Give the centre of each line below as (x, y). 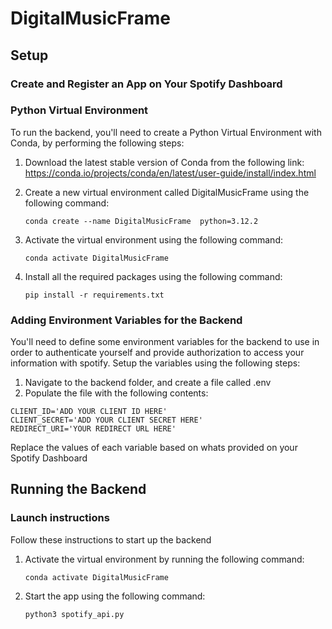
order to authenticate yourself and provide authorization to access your (157, 353)
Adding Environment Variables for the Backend (126, 320)
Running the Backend (78, 489)
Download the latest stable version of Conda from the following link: (164, 162)
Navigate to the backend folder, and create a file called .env (148, 383)
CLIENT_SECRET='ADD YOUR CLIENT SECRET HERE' (106, 420)
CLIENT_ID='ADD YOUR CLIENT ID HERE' (89, 412)
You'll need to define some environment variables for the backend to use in (165, 342)
